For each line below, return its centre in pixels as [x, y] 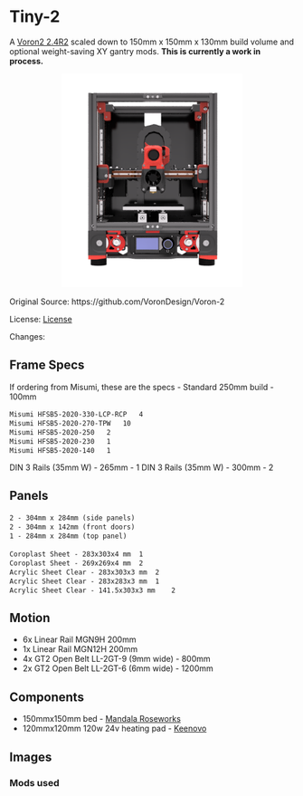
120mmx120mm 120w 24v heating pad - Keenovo [114, 729]
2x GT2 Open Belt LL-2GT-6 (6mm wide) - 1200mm [118, 668]
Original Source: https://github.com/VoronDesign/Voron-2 [117, 302]
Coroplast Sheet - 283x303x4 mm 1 [76, 554]
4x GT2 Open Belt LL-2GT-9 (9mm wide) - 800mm [116, 659]
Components [47, 697]
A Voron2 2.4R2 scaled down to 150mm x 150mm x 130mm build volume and [152, 42]
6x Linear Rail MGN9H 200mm [79, 639]
